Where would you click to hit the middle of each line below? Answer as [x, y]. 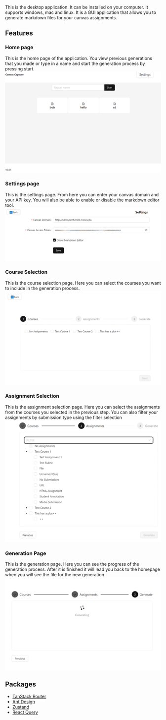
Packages [21, 685]
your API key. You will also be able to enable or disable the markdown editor [82, 200]
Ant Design [24, 702]
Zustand [21, 707]
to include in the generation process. [42, 288]
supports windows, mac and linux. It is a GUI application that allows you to [81, 12]
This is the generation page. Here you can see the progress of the [72, 564]
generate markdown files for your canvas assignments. [61, 18]
